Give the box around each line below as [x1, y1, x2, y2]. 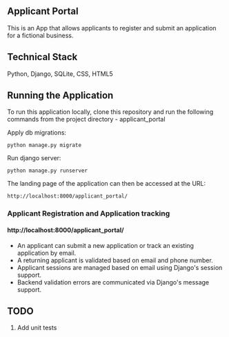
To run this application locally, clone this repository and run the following [7, 108, 214, 116]
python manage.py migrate [7, 142, 81, 149]
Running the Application [7, 90, 114, 102]
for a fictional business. [7, 31, 74, 39]
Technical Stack [7, 51, 78, 63]
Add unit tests [17, 324, 57, 332]
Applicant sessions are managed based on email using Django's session [17, 263, 223, 271]
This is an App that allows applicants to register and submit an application [7, 23, 217, 32]
